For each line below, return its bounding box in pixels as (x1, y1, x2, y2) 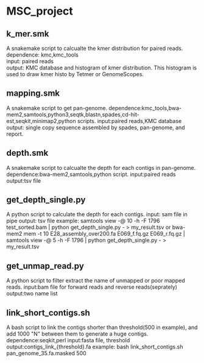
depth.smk (6, 148, 49, 158)
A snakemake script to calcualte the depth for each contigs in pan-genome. (6, 164, 196, 171)
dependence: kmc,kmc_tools (6, 51, 79, 58)
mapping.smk (6, 88, 60, 99)
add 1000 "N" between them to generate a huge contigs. (6, 330, 149, 337)
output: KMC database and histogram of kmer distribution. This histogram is (6, 64, 197, 71)
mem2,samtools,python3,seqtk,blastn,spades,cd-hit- (6, 111, 140, 118)
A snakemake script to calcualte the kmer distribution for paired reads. (6, 44, 183, 52)
